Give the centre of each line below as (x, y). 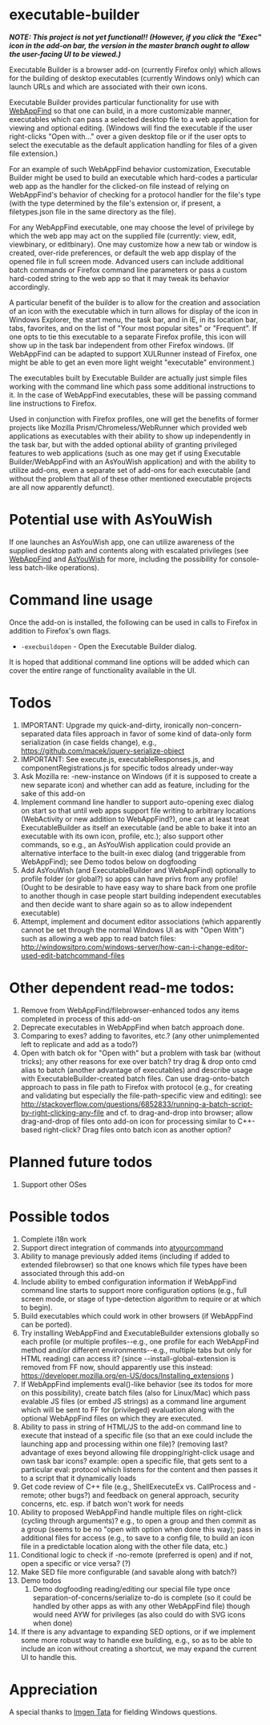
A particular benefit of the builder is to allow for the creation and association (135, 302)
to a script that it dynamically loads (79, 1478)
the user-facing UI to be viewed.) (65, 54)
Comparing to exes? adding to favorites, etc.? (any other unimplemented (140, 1036)
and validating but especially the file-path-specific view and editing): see (141, 1095)
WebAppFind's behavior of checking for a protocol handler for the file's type (135, 194)
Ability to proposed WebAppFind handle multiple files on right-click (131, 1512)
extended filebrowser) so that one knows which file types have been (134, 1264)
